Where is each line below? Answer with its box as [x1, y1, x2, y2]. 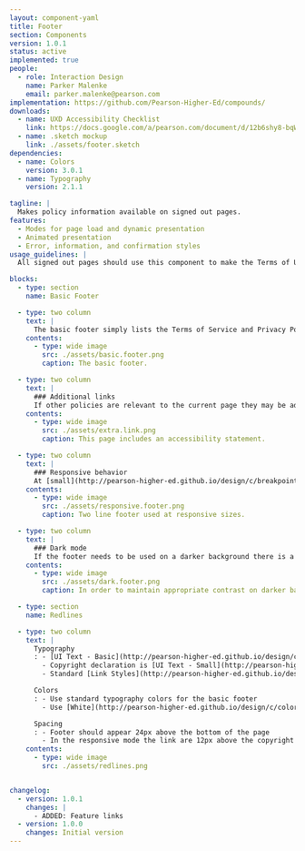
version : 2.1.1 [25, 183, 84, 192]
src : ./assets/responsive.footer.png [42, 501, 184, 511]
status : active [9, 47, 67, 56]
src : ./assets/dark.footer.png [42, 577, 161, 587]
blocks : [9, 275, 39, 284]
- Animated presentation [17, 233, 112, 242]
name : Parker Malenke [25, 81, 107, 90]
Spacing [33, 719, 64, 728]
